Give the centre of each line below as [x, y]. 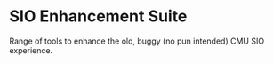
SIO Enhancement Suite [98, 16]
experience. [31, 50]
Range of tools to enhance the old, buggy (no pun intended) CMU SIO [137, 41]
